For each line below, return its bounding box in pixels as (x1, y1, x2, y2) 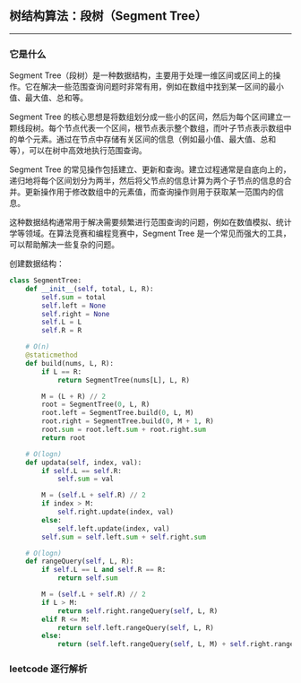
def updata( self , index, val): (25, 458, 142, 467)
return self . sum (56, 574, 118, 583)
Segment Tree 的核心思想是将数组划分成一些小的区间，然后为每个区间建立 (9, 111, 284, 123)
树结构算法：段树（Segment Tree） (9, 8, 208, 24)
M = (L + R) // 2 (41, 392, 106, 401)
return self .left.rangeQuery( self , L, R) (56, 623, 215, 632)
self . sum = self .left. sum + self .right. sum (41, 532, 206, 541)
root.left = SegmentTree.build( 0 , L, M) (41, 409, 194, 418)
